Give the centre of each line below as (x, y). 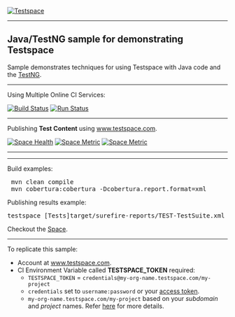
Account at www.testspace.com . (64, 262)
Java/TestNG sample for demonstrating (95, 40)
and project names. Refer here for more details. (96, 306)
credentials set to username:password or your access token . (114, 291)
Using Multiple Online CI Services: (57, 94)
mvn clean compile (42, 182)
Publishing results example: (47, 202)
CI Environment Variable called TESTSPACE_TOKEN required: (106, 270)
